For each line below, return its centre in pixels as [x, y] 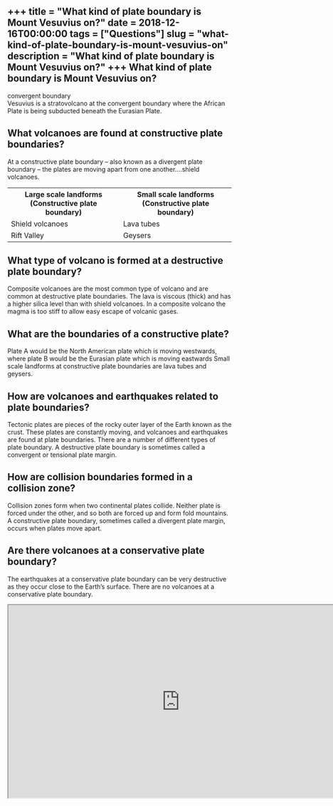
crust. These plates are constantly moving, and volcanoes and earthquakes [118, 432]
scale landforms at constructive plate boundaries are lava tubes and [107, 366]
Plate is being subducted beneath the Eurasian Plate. [85, 110]
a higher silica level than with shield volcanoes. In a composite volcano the [117, 304]
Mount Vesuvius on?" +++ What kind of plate [110, 67]
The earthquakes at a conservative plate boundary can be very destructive [117, 579]
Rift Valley [28, 235]
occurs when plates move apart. [54, 528]
